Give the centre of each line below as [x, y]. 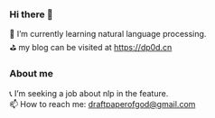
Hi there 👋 [32, 14]
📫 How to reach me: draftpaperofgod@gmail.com [103, 104]
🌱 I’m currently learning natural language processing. [108, 34]
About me [32, 74]
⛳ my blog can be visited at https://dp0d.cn [91, 48]
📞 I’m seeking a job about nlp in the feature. [89, 93]
